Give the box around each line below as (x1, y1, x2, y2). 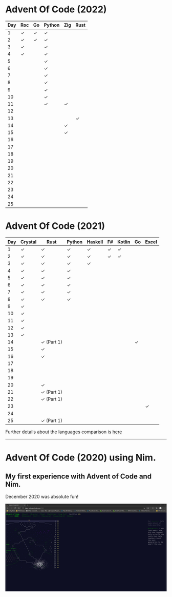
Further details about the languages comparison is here (5, 429, 122, 435)
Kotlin (117, 239, 131, 245)
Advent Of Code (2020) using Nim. (5, 452, 156, 463)
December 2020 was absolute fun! (5, 494, 79, 500)
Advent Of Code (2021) (5, 220, 105, 232)
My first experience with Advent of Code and (5, 472, 152, 480)
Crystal (20, 239, 37, 245)
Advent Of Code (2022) (5, 4, 107, 15)
